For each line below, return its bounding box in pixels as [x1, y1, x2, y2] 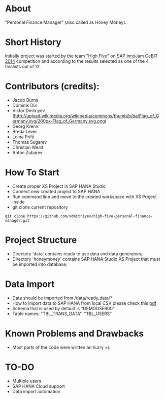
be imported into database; [12, 261, 67, 267]
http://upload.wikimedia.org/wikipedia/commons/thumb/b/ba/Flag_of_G [14, 113, 159, 119]
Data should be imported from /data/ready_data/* [12, 295, 113, 301]
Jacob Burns [12, 97, 38, 103]
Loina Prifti [12, 134, 34, 140]
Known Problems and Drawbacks [5, 328, 144, 339]
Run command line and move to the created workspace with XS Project [12, 194, 157, 199]
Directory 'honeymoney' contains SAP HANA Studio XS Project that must [12, 256, 160, 262]
